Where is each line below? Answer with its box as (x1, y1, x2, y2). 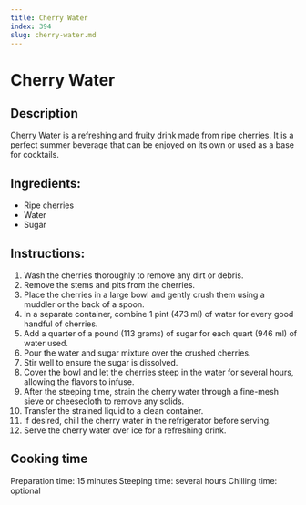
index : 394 (10, 22, 52, 31)
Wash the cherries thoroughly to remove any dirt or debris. (23, 270, 244, 281)
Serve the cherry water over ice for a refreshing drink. (23, 425, 227, 436)
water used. (23, 338, 69, 348)
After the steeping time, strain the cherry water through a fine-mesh (23, 386, 279, 397)
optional (10, 485, 41, 496)
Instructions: (10, 245, 86, 261)
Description (10, 106, 78, 121)
